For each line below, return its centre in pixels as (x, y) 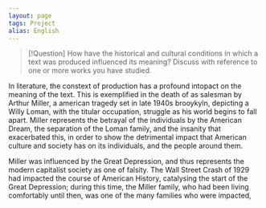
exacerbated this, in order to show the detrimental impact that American (127, 137)
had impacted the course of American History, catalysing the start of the (128, 178)
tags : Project (32, 23)
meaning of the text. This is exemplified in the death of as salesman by (125, 95)
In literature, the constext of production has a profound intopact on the (125, 86)
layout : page (30, 16)
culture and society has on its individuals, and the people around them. (126, 146)
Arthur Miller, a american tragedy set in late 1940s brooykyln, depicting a (129, 103)
